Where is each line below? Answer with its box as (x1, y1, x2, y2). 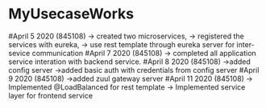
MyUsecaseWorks (8, 5, 135, 23)
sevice (8, 48, 31, 58)
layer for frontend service (8, 90, 94, 100)
